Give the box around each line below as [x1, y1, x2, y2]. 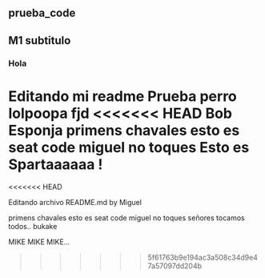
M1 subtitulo [8, 34, 71, 47]
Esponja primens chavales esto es [8, 121, 240, 139]
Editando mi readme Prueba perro [8, 87, 238, 105]
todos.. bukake [8, 221, 58, 231]
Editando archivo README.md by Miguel [8, 197, 143, 207]
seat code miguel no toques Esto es [8, 138, 250, 156]
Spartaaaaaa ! [8, 155, 103, 173]
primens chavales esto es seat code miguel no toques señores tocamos [8, 212, 246, 223]
